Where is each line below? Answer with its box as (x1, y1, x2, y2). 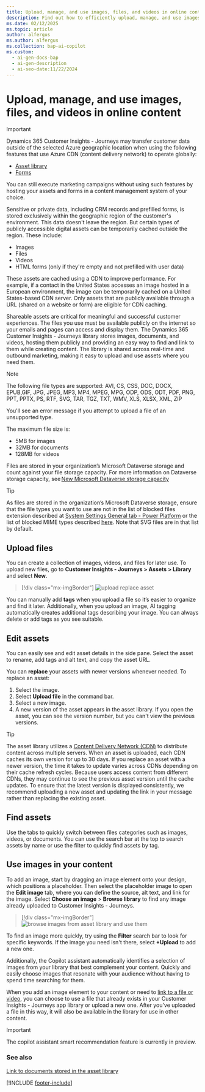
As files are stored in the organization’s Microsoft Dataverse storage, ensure (6, 499, 197, 506)
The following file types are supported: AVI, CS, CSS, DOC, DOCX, (6, 382, 173, 390)
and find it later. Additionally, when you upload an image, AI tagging (6, 602, 176, 610)
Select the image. (15, 686, 60, 693)
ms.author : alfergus (6, 37, 59, 44)
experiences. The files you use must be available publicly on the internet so (6, 319, 196, 327)
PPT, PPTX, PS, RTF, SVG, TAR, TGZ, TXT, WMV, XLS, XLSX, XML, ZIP (6, 395, 182, 403)
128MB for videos (15, 450, 60, 458)
